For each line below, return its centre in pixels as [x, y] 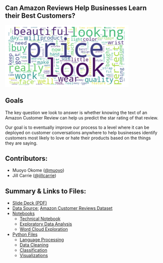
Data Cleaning [34, 245]
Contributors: [26, 159]
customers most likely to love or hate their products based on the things [78, 138]
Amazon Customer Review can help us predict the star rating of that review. [82, 117]
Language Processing [42, 240]
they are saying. [21, 143]
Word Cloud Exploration [44, 229]
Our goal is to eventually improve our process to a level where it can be [77, 127]
